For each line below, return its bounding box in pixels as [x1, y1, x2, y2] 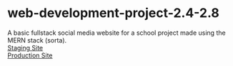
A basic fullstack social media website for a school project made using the [7, 28, 227, 37]
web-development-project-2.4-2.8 [7, 5, 220, 21]
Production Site [7, 51, 53, 60]
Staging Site [7, 43, 44, 52]
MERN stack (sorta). [7, 35, 67, 44]
